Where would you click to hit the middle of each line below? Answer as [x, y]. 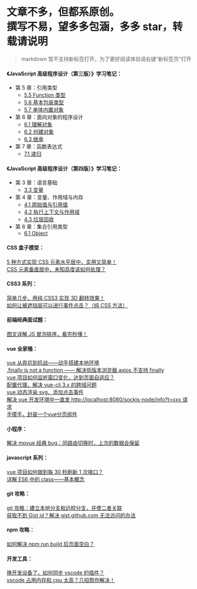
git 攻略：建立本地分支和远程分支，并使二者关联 [64, 508]
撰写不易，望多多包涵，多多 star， [90, 27]
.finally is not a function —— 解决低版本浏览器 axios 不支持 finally [86, 370]
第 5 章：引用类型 [36, 88]
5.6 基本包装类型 [44, 102]
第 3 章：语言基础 [36, 182]
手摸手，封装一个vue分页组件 [42, 414]
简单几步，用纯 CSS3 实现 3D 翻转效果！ [56, 298]
